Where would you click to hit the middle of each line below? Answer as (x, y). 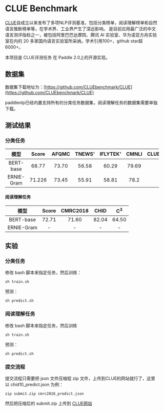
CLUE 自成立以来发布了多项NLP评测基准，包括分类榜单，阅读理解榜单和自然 (81, 22)
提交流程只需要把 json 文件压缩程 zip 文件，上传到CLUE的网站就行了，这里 (80, 378)
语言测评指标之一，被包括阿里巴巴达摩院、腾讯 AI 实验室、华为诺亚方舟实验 (81, 35)
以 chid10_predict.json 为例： (34, 384)
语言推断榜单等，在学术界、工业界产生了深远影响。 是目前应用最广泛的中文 (81, 29)
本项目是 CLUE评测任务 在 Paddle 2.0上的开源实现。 (58, 57)
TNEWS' (85, 154)
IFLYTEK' (110, 154)
